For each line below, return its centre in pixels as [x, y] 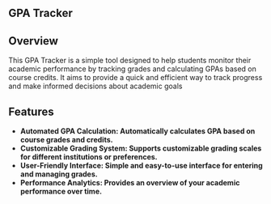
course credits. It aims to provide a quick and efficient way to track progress [135, 78]
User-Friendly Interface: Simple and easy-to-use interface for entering [141, 166]
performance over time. [61, 191]
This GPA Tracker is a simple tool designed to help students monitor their [130, 61]
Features [31, 111]
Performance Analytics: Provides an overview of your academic [130, 183]
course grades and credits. [66, 140]
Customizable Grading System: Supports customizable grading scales [141, 148]
